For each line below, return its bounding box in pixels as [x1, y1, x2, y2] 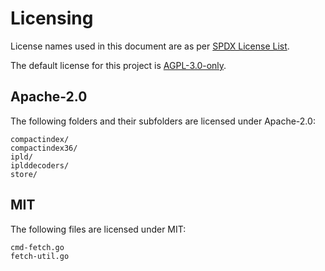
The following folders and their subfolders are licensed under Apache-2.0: [10, 115, 316, 127]
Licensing [10, 7, 94, 30]
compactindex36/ [10, 143, 78, 153]
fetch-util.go [10, 251, 70, 261]
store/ [10, 169, 38, 179]
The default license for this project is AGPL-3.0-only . [10, 59, 227, 71]
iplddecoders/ [10, 160, 70, 171]
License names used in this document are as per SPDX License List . [10, 40, 290, 52]
